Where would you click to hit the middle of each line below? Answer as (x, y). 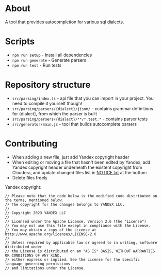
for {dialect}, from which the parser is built (54, 113)
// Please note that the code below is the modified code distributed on (81, 196)
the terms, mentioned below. (34, 200)
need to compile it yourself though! (47, 103)
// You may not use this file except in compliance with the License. (78, 226)
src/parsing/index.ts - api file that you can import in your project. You (83, 98)
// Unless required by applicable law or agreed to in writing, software (81, 243)
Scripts (20, 41)
